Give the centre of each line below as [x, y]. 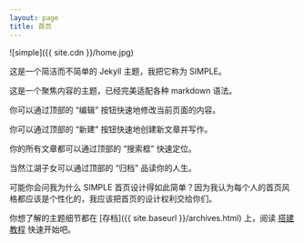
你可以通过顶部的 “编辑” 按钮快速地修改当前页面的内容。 [115, 109]
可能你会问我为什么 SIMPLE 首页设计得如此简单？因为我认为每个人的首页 [146, 187]
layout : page [34, 18]
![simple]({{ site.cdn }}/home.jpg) [72, 52]
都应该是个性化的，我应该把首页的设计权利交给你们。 [117, 198]
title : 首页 [30, 26]
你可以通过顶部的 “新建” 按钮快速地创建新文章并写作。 [111, 129]
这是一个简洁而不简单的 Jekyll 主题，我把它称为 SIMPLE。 [118, 71]
